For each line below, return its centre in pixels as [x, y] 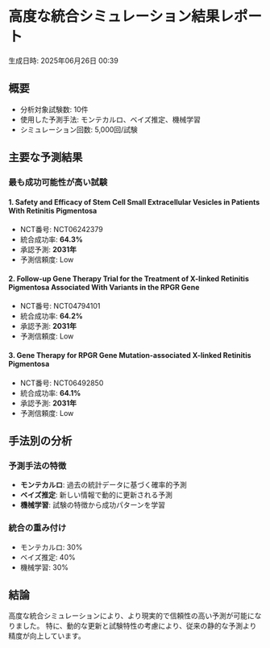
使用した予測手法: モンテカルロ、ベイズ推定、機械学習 [110, 119]
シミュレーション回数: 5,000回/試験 [79, 129]
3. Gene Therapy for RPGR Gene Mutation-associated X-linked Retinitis [130, 355]
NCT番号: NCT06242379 [61, 230]
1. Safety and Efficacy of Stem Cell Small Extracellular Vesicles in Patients [134, 201]
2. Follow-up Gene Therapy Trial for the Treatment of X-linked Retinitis [129, 278]
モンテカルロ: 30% [51, 547]
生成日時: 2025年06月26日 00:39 [63, 60]
